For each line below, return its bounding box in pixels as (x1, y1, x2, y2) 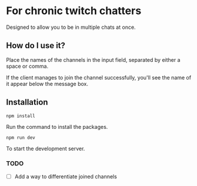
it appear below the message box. (6, 80, 88, 87)
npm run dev (6, 134, 35, 141)
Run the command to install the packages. (6, 123, 108, 130)
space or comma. (6, 62, 49, 69)
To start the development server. (6, 145, 85, 152)
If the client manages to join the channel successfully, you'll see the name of (6, 74, 192, 81)
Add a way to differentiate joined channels (14, 172, 118, 180)
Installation (6, 97, 48, 107)
